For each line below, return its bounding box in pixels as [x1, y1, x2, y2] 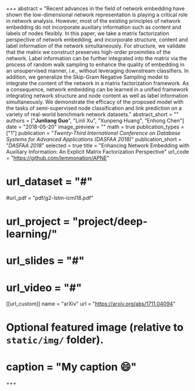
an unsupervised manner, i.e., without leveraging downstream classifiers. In [6, 67, 189, 74]
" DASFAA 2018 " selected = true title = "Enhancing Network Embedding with [6, 142, 190, 149]
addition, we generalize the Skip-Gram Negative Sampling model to [6, 73, 169, 80]
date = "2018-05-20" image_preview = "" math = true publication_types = [6, 123, 184, 130]
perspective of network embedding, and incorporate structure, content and [6, 36, 188, 43]
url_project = [6, 215, 70, 228]
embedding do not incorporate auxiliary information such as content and [6, 23, 181, 30]
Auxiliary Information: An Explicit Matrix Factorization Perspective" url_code [6, 148, 189, 155]
